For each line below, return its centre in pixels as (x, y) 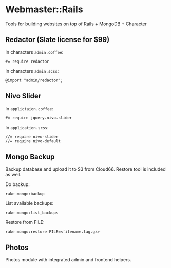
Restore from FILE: (25, 222)
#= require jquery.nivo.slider (39, 118)
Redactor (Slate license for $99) (58, 40)
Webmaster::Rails (44, 9)
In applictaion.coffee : (29, 108)
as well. (13, 175)
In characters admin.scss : (32, 71)
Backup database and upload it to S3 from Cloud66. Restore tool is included (85, 169)
